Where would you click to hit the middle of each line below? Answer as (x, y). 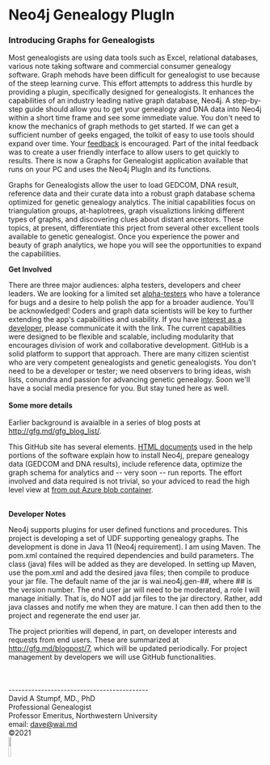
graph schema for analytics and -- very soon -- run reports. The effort (125, 473)
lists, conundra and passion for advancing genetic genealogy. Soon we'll (129, 380)
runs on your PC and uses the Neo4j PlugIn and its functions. (110, 169)
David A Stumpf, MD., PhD (52, 699)
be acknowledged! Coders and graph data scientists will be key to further (131, 311)
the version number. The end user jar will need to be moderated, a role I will (134, 590)
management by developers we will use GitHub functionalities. (112, 657)
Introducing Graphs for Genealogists (82, 40)
